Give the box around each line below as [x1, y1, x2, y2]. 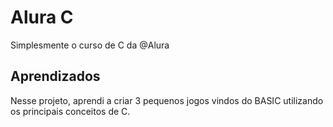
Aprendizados [10, 68, 101, 85]
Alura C [10, 6, 74, 29]
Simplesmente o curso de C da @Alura [10, 39, 170, 51]
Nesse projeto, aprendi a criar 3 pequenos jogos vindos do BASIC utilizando [10, 94, 324, 106]
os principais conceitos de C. [10, 105, 131, 117]
